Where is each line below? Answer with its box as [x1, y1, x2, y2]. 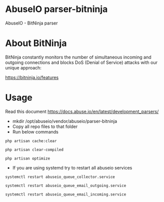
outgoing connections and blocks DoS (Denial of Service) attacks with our [5, 59, 157, 65]
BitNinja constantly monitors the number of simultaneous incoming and [5, 54, 151, 60]
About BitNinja [5, 37, 67, 49]
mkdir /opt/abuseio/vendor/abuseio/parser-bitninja [12, 118, 117, 124]
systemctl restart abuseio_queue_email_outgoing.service [5, 183, 126, 188]
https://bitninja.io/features [5, 74, 59, 80]
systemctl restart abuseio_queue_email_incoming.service [5, 191, 126, 197]
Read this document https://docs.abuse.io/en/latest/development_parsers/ [5, 108, 159, 114]
